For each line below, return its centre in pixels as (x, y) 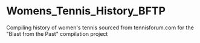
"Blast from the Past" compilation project (57, 33)
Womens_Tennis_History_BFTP (86, 11)
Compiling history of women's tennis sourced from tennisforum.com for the (100, 27)
